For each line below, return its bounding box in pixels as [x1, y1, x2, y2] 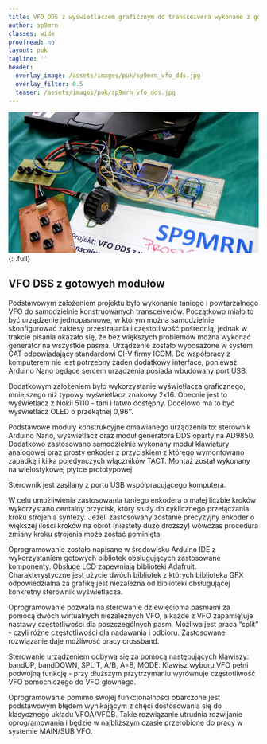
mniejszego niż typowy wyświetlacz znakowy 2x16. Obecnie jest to [8, 390, 228, 399]
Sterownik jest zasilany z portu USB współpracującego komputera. [8, 480, 226, 489]
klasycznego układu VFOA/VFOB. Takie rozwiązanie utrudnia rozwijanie [8, 709, 243, 719]
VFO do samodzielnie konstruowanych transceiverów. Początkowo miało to [8, 307, 254, 316]
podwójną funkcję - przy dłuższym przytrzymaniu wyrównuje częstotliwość [8, 668, 256, 678]
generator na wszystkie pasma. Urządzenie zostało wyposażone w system [8, 340, 253, 350]
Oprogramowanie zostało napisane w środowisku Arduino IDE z [8, 544, 216, 554]
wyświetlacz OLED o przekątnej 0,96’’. [8, 406, 133, 416]
